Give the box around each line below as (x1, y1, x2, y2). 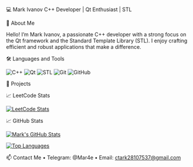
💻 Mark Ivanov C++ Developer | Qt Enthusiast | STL (6, 6, 132, 13)
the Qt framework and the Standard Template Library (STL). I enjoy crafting (6, 37, 188, 44)
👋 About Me (6, 19, 35, 26)
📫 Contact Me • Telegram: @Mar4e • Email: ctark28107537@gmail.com (6, 154, 181, 161)
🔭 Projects (6, 80, 31, 87)
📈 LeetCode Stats (6, 92, 50, 99)
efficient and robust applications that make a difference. (6, 44, 142, 50)
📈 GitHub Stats (6, 118, 43, 124)
